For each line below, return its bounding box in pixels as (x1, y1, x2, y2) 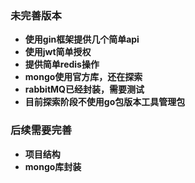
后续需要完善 (10, 123, 73, 137)
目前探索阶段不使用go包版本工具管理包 (24, 96, 186, 108)
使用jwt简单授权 (24, 46, 92, 58)
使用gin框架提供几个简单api (24, 33, 140, 46)
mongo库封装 (24, 160, 82, 172)
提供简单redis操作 (24, 58, 100, 71)
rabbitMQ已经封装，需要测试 (24, 83, 145, 96)
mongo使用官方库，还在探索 (24, 71, 143, 83)
